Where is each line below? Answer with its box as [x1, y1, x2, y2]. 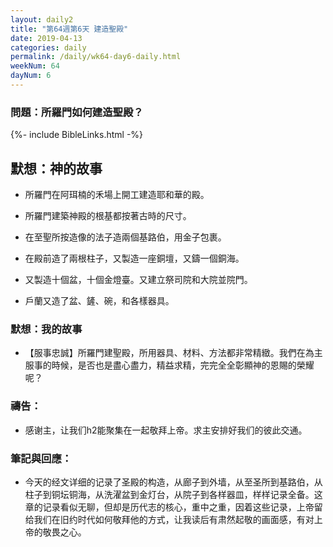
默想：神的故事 [10, 160, 103, 177]
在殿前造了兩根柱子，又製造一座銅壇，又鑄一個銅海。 [24, 252, 245, 264]
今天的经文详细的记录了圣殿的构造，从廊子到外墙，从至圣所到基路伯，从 [24, 476, 323, 488]
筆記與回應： [10, 451, 73, 465]
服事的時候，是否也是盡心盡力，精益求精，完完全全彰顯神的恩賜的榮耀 [24, 359, 315, 371]
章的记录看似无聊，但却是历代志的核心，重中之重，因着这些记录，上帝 [24, 501, 315, 513]
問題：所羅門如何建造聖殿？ [10, 105, 144, 119]
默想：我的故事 [10, 322, 83, 336]
